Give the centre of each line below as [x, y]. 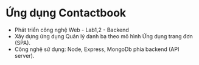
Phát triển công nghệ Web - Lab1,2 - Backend [72, 30]
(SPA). [23, 43]
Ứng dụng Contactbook [66, 13]
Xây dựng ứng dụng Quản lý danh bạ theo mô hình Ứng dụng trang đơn [103, 36]
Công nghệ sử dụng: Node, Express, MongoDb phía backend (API [97, 49]
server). [24, 55]
